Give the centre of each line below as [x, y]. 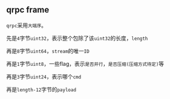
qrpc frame [28, 10]
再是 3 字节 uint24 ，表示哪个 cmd [44, 76]
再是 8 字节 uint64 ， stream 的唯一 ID [48, 51]
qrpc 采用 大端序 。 [27, 25]
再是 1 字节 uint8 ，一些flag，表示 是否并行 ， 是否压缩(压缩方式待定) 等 [85, 63]
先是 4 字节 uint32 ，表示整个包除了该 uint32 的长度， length [77, 38]
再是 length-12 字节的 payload [41, 89]
